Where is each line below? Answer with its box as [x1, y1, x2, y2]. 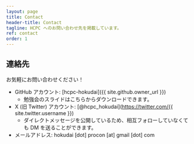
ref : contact [6, 31, 38, 36]
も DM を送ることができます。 [23, 124, 97, 131]
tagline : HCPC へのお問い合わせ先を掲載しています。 [6, 25, 122, 31]
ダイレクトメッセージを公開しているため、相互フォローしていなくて [23, 116, 189, 123]
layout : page [6, 8, 38, 15]
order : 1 [6, 36, 28, 42]
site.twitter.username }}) [14, 109, 74, 116]
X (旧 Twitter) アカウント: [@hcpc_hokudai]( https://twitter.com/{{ [14, 103, 173, 110]
